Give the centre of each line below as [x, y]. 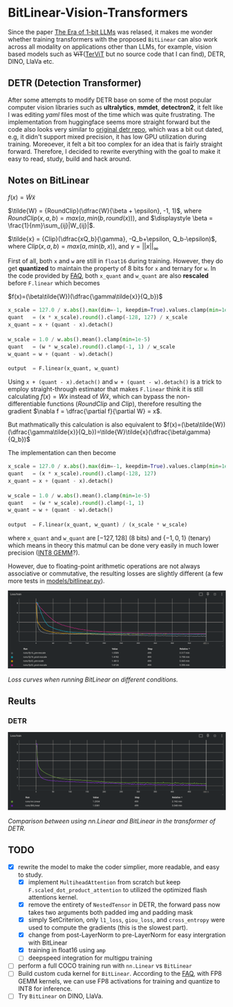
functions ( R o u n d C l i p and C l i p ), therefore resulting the [124, 404]
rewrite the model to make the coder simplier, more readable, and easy [119, 866]
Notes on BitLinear [48, 180]
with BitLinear [48, 943]
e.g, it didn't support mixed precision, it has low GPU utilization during [107, 136]
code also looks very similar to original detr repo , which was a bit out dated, [116, 129]
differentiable [27, 404]
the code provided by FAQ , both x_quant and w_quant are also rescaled [109, 276]
